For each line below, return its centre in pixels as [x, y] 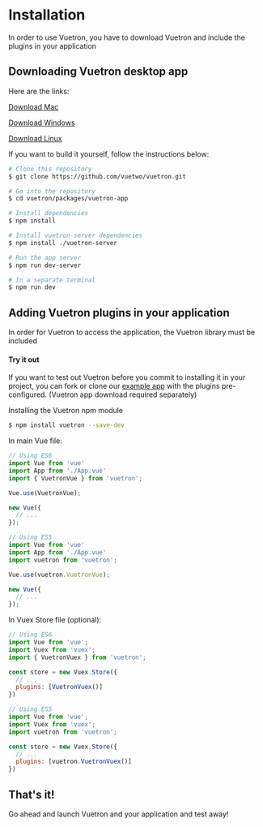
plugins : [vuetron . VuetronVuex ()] [74, 762]
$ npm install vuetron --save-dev [67, 425]
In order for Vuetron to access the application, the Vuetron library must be [132, 332]
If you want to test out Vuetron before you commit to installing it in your [127, 377]
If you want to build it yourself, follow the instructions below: [109, 154]
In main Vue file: [35, 441]
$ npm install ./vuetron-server [63, 243]
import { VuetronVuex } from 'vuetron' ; [78, 657]
